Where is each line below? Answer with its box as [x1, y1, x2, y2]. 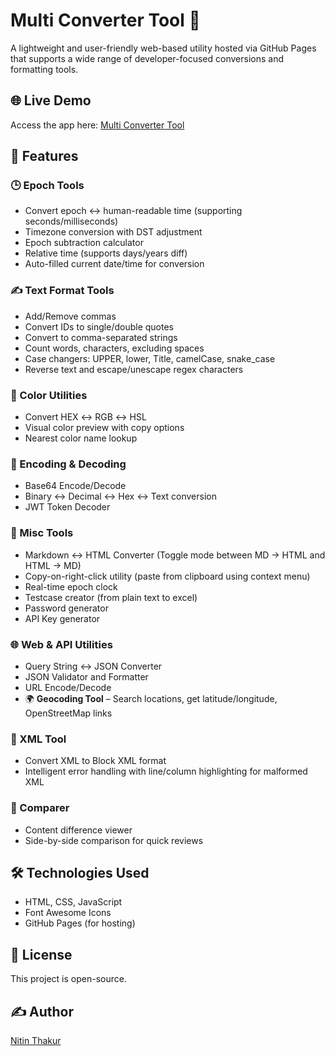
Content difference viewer [24, 824, 133, 836]
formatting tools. [10, 63, 79, 75]
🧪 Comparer [10, 801, 70, 815]
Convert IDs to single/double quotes [24, 320, 174, 333]
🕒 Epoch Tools [10, 179, 85, 193]
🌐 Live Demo [10, 92, 92, 109]
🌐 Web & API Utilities [10, 637, 113, 651]
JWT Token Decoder [24, 501, 111, 513]
